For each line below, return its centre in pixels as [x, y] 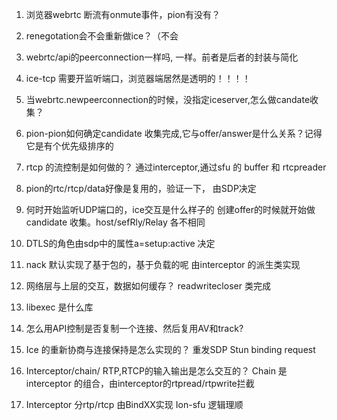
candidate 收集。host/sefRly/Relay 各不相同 [115, 222]
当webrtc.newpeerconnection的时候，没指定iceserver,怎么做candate [168, 99]
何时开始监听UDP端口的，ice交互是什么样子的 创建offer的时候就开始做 [170, 209]
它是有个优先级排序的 [69, 146]
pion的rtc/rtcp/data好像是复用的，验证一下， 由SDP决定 [141, 188]
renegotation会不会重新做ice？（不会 [102, 36]
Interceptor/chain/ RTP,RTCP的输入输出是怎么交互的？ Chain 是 [156, 371]
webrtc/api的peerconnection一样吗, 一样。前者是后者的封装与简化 [162, 57]
